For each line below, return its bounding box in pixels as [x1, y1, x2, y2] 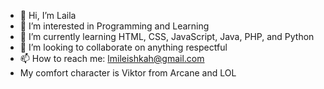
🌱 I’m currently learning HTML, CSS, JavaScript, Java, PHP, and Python [19, 31, 315, 42]
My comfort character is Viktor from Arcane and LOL [19, 67, 237, 79]
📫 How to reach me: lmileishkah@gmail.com [19, 53, 205, 64]
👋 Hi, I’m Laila [19, 10, 77, 21]
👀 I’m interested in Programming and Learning [19, 20, 210, 32]
